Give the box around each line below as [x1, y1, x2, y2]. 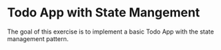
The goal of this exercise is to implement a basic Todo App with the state [7, 27, 214, 36]
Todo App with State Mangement [7, 5, 200, 21]
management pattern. [7, 34, 69, 42]
